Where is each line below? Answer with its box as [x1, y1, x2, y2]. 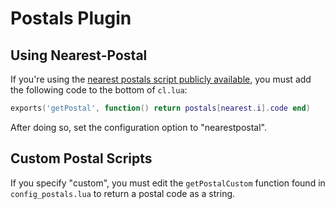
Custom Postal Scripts [10, 150, 153, 167]
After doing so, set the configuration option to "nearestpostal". [10, 121, 268, 133]
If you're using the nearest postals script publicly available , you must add [10, 73, 312, 85]
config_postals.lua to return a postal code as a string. [10, 187, 236, 199]
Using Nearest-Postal [10, 47, 148, 64]
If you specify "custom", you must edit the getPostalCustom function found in [10, 177, 326, 189]
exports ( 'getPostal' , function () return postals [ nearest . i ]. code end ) [10, 103, 311, 113]
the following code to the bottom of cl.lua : [10, 84, 188, 96]
